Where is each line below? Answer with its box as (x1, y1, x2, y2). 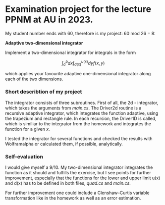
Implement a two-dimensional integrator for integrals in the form (5, 50, 136, 55)
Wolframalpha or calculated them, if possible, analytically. (5, 141, 123, 147)
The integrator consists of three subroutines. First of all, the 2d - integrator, (5, 100, 159, 105)
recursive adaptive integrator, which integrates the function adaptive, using (5, 110, 159, 116)
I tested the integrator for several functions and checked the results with (5, 135, 153, 142)
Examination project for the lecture (5, 3, 152, 15)
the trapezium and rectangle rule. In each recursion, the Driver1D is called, (5, 115, 157, 121)
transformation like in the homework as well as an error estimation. (5, 195, 141, 201)
